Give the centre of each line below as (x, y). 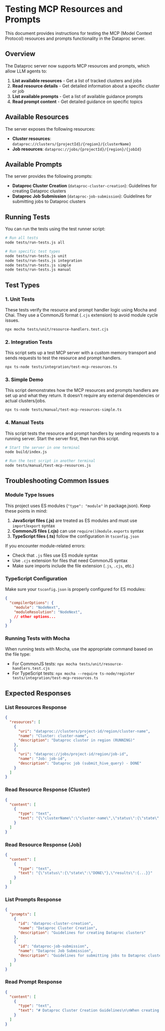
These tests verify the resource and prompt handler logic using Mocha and (81, 310)
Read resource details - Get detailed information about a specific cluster (86, 86)
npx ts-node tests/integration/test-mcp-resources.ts (61, 367)
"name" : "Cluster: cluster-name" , (54, 736)
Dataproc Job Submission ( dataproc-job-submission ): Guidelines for (82, 196)
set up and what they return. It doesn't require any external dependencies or (82, 396)
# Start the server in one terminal (42, 447)
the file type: (18, 654)
